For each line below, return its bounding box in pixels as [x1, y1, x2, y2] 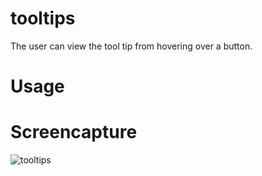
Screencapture [10, 121, 138, 144]
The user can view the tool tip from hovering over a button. [10, 40, 253, 52]
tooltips [10, 7, 76, 30]
